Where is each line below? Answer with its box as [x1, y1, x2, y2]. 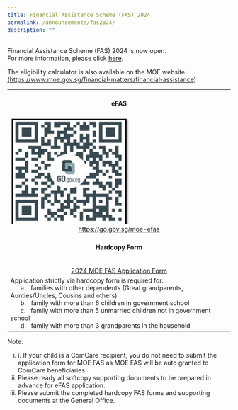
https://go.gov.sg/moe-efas [78, 224, 160, 233]
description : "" [7, 26, 55, 33]
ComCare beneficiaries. [17, 365, 87, 375]
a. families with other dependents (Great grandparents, [20, 284, 183, 292]
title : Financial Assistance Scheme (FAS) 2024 [7, 11, 151, 18]
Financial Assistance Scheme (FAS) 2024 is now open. [7, 47, 166, 55]
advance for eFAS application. [17, 381, 106, 389]
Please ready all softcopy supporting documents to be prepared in [17, 373, 211, 382]
